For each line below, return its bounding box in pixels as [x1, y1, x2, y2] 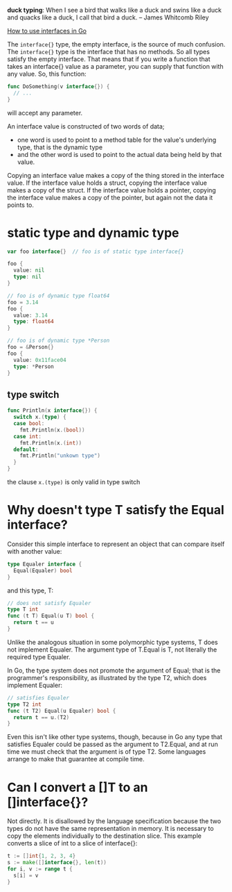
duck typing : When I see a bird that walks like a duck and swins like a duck [7, 6, 222, 14]
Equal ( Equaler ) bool [13, 567, 73, 574]
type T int [7, 606, 39, 613]
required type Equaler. [7, 652, 71, 661]
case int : [13, 433, 42, 440]
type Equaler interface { [7, 561, 82, 568]
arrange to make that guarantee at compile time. [7, 755, 145, 763]
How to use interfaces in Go [7, 27, 87, 35]
